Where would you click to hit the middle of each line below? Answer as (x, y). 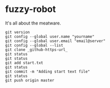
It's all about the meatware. (33, 23)
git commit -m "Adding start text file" (48, 71)
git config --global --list (34, 45)
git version (17, 32)
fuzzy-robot (31, 9)
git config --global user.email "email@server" (55, 41)
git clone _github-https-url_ (37, 49)
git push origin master (30, 80)
